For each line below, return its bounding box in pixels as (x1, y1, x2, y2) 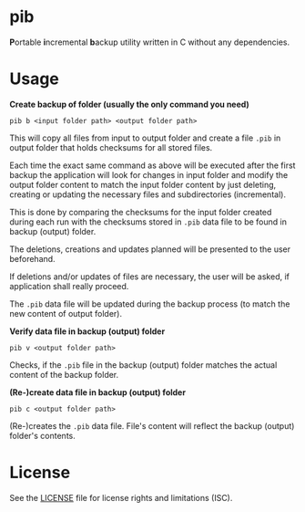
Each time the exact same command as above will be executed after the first (9, 160, 296, 171)
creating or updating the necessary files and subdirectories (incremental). (9, 189, 287, 200)
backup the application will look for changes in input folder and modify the (9, 169, 289, 180)
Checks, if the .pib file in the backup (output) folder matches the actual (9, 359, 278, 371)
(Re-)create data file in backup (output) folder (9, 386, 187, 398)
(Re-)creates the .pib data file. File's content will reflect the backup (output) (9, 420, 295, 431)
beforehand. (9, 253, 56, 264)
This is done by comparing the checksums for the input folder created (9, 206, 272, 217)
